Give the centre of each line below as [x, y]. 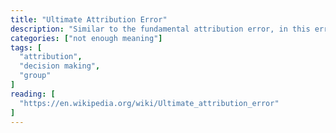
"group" [35, 76]
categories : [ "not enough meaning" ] [86, 38]
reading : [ [33, 94]
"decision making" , [60, 66]
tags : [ [26, 47]
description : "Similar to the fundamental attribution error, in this [160, 29]
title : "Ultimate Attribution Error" [89, 19]
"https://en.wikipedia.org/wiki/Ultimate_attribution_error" [149, 103]
